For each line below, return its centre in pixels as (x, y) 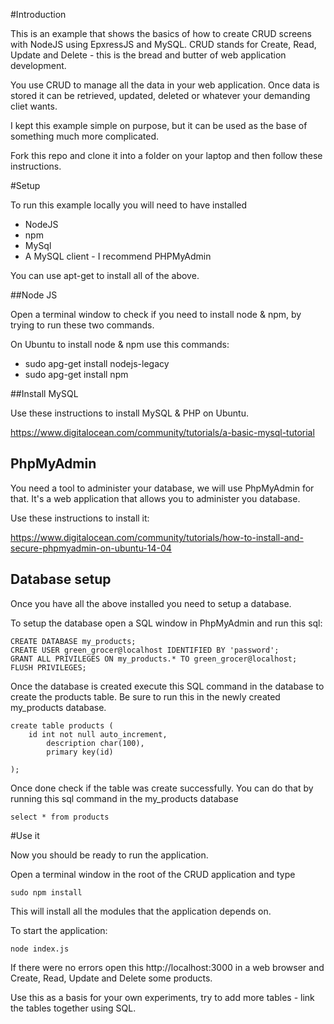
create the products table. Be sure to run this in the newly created (145, 696)
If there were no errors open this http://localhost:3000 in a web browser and (167, 967)
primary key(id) (80, 752)
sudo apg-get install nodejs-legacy (97, 363)
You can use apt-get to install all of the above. (105, 275)
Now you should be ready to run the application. (109, 855)
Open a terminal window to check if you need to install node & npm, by (156, 314)
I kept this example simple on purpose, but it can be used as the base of (159, 125)
